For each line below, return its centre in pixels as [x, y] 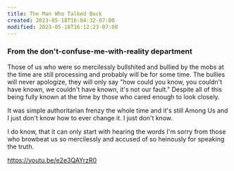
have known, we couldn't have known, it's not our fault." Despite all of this [115, 89]
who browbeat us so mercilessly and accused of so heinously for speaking [116, 139]
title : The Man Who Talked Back [55, 14]
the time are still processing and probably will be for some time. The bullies [116, 74]
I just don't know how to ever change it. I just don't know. [90, 118]
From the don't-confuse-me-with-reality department [100, 51]
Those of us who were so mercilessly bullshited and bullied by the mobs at [116, 67]
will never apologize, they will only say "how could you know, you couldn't [115, 82]
